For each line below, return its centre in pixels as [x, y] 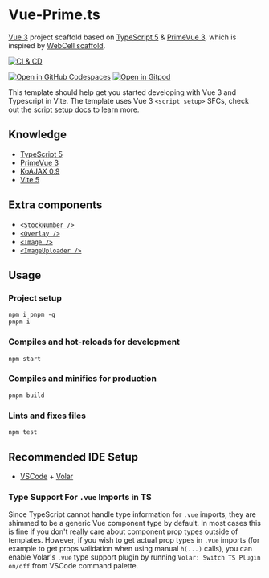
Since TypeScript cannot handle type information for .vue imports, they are [132, 514]
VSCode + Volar [47, 476]
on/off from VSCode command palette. [73, 566]
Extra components [55, 205]
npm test [23, 432]
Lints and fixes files [47, 416]
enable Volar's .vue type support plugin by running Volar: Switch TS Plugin [134, 557]
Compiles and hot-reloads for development [94, 342]
